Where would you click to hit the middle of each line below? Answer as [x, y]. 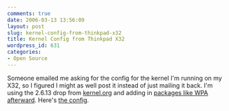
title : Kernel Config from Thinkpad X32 [66, 39]
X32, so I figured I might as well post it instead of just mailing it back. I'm [110, 85]
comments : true [29, 13]
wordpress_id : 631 [33, 46]
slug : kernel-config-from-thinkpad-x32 [64, 33]
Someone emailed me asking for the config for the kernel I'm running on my [114, 78]
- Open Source [28, 59]
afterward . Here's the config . [48, 100]
